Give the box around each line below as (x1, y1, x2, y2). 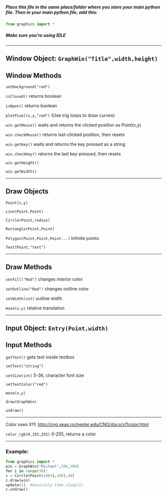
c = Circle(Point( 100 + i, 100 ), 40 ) (5, 473, 75, 478)
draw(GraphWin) (5, 399, 37, 404)
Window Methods (5, 71, 61, 79)
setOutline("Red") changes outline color (5, 285, 89, 291)
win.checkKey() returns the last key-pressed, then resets (5, 151, 121, 157)
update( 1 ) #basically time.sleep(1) (5, 482, 84, 488)
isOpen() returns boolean (5, 103, 57, 109)
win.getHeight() (5, 160, 39, 166)
